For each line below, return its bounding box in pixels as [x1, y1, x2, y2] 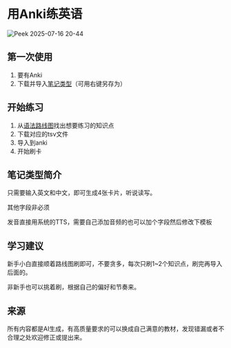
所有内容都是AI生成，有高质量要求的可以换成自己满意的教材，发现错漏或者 [7, 325, 219, 333]
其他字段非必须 [7, 203, 50, 212]
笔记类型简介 [7, 169, 62, 181]
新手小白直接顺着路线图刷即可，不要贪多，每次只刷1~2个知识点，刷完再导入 [7, 260, 223, 268]
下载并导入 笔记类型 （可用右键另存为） [17, 79, 126, 88]
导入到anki [17, 139, 48, 147]
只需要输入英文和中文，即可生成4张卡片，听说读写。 [7, 189, 157, 197]
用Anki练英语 [7, 6, 83, 22]
